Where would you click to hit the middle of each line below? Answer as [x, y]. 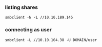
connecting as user [29, 30]
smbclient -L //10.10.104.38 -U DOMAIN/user [51, 40]
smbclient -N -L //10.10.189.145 [39, 18]
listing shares [21, 7]
